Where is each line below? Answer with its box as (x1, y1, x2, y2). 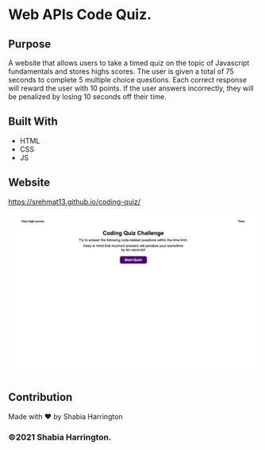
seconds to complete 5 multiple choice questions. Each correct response (8, 75, 248, 84)
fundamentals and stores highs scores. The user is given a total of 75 (8, 67, 234, 76)
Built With (8, 115, 58, 129)
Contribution (8, 390, 73, 404)
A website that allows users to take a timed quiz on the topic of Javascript (8, 58, 250, 67)
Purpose (8, 37, 52, 51)
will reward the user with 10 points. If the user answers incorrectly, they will (8, 83, 254, 93)
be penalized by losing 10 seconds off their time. (8, 92, 167, 101)
